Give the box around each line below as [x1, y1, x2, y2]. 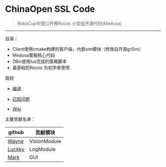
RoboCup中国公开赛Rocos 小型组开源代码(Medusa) [17, 20, 122, 26]
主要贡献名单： [5, 116, 36, 122]
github [8, 128, 24, 135]
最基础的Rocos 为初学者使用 [12, 64, 70, 70]
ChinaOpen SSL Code [5, 3, 95, 15]
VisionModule [29, 137, 61, 144]
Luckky [7, 146, 25, 153]
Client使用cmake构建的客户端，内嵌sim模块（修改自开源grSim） [12, 46, 144, 52]
